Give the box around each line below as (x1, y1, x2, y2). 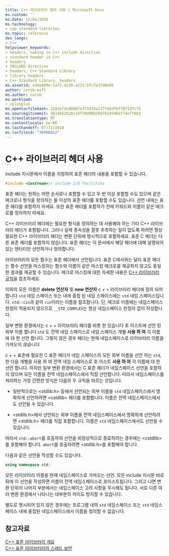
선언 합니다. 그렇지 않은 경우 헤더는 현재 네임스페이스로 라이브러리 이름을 (21, 335, 164, 341)
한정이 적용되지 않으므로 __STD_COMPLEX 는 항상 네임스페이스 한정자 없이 (5, 305, 145, 311)
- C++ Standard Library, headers (5, 78, 76, 83)
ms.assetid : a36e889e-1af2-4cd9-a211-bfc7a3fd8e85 (5, 83, 114, 88)
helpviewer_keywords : (5, 45, 51, 50)
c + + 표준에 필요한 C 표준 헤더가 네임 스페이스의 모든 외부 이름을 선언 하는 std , (5, 352, 161, 359)
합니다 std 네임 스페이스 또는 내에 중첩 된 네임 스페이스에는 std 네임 (5, 293, 139, 299)
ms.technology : (5, 21, 37, 27)
